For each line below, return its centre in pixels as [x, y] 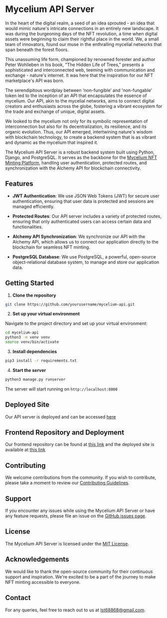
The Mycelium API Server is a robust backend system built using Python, [80, 152]
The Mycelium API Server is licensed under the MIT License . [67, 543]
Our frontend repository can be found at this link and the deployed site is [80, 444]
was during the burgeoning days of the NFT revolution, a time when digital [82, 33]
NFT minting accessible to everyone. [43, 582]
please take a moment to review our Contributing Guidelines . [67, 483]
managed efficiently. [33, 206]
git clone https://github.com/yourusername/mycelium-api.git [70, 304]
